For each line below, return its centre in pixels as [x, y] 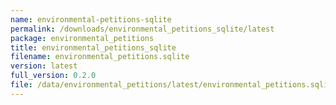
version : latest [44, 66]
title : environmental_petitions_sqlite [93, 47]
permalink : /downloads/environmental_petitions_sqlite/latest [142, 29]
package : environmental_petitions [82, 38]
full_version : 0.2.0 [53, 76]
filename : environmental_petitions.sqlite [100, 57]
